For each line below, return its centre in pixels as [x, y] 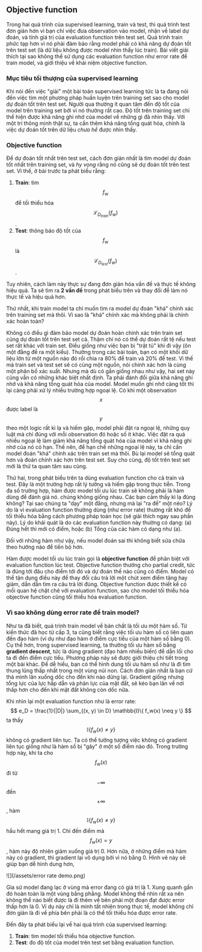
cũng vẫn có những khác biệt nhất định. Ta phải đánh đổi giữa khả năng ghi [100, 377]
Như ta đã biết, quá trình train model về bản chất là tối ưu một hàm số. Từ [97, 626]
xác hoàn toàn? [25, 322]
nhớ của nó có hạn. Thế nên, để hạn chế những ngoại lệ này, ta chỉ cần [94, 447]
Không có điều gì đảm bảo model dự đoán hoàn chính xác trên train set [94, 333]
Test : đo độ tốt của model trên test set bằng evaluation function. [95, 942]
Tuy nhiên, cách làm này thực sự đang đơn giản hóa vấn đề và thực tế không [101, 284]
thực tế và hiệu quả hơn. [36, 297]
